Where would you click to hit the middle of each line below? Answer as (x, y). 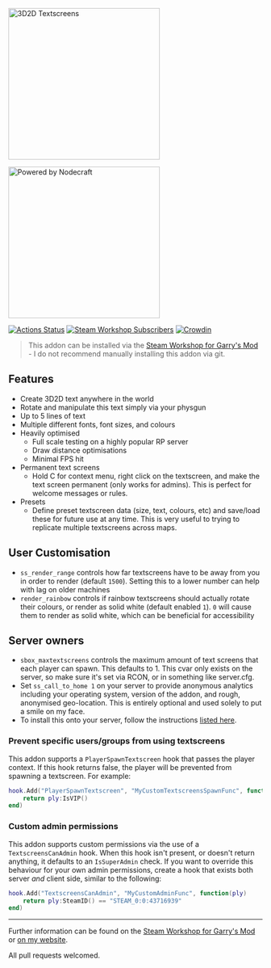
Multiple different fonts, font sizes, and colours (98, 424)
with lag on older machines (65, 589)
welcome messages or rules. (80, 493)
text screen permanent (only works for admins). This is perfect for (142, 484)
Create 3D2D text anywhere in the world (87, 398)
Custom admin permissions (63, 827)
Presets (33, 502)
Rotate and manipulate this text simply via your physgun (113, 407)
